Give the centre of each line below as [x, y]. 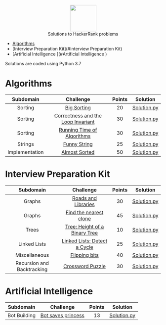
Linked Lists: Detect [84, 241]
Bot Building [22, 315]
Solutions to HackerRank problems [83, 34]
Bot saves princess [62, 315]
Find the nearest [84, 212]
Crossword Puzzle [85, 266]
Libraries [84, 204]
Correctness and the [78, 115]
